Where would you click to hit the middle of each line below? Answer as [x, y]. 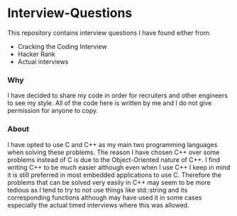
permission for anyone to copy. [53, 111]
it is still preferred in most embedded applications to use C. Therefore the [115, 175]
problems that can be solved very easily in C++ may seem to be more [109, 182]
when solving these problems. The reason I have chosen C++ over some [114, 152]
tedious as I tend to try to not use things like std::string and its [98, 190]
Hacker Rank [36, 54]
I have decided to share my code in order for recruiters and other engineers [118, 96]
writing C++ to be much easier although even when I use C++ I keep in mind [119, 167]
